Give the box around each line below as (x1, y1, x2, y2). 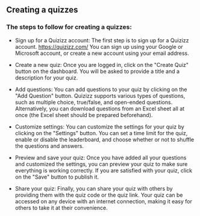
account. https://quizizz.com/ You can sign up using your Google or (14, 43, 184, 50)
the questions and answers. (14, 142, 84, 150)
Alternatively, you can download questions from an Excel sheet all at (14, 105, 185, 112)
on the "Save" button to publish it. (14, 173, 99, 180)
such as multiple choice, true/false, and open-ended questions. (14, 98, 173, 106)
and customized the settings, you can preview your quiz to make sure (14, 160, 188, 168)
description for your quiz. (14, 74, 78, 81)
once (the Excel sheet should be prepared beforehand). (14, 111, 153, 118)
